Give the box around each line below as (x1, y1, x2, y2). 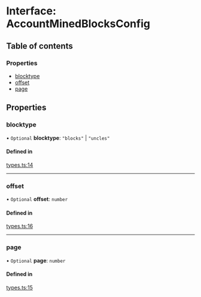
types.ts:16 (6, 223, 33, 230)
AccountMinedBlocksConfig (6, 17, 151, 31)
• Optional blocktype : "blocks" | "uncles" (6, 134, 110, 142)
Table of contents (6, 41, 73, 51)
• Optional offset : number (6, 196, 68, 203)
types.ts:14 (6, 161, 33, 169)
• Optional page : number (6, 257, 66, 264)
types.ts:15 (6, 284, 33, 291)
